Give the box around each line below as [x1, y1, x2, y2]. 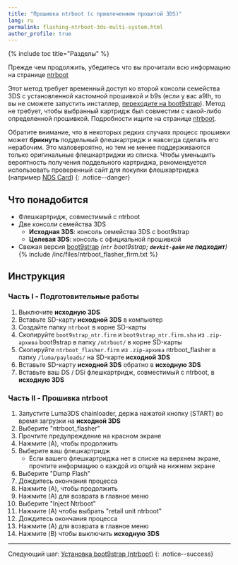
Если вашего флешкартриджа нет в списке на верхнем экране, [28, 454, 221, 463]
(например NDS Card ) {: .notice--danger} [8, 173, 131, 182]
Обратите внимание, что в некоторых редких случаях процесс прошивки [8, 128, 230, 136]
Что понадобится [8, 194, 89, 206]
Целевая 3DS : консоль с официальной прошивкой [28, 235, 182, 244]
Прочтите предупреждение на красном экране [18, 432, 162, 441]
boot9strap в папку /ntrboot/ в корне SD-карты [39, 337, 182, 346]
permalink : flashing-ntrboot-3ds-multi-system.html [8, 23, 163, 30]
